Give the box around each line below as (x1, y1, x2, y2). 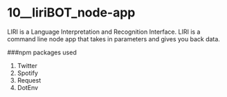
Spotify (17, 69, 38, 77)
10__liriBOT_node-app (7, 5, 136, 21)
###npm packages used (7, 48, 78, 56)
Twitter (17, 61, 38, 69)
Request (17, 76, 42, 84)
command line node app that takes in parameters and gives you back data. (7, 34, 220, 43)
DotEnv (17, 83, 39, 91)
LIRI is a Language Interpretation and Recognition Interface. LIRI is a (7, 28, 201, 36)
